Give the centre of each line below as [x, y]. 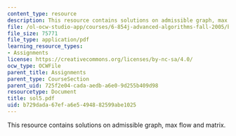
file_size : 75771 [33, 33]
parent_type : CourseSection [48, 79]
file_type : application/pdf [48, 40]
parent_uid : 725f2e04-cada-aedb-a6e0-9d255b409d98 [83, 86]
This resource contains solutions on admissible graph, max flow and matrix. [117, 125]
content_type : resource [42, 14]
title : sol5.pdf [31, 99]
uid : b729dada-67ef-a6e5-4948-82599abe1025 [72, 105]
